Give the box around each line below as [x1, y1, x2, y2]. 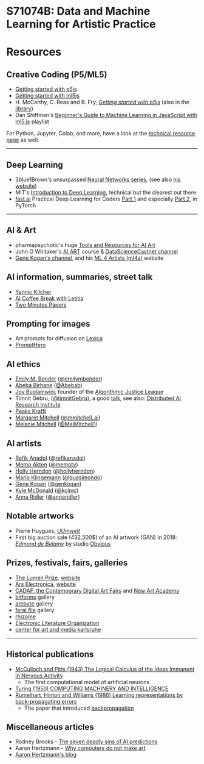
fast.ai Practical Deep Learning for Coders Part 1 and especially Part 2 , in [15, 195, 197, 202]
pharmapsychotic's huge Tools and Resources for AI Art [15, 241, 155, 248]
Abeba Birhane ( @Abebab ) [15, 382, 83, 389]
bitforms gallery [15, 593, 55, 601]
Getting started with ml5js [15, 92, 80, 99]
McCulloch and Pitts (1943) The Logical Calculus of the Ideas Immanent [15, 665, 195, 673]
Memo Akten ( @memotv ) [15, 461, 78, 468]
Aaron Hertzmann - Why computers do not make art [15, 744, 146, 752]
